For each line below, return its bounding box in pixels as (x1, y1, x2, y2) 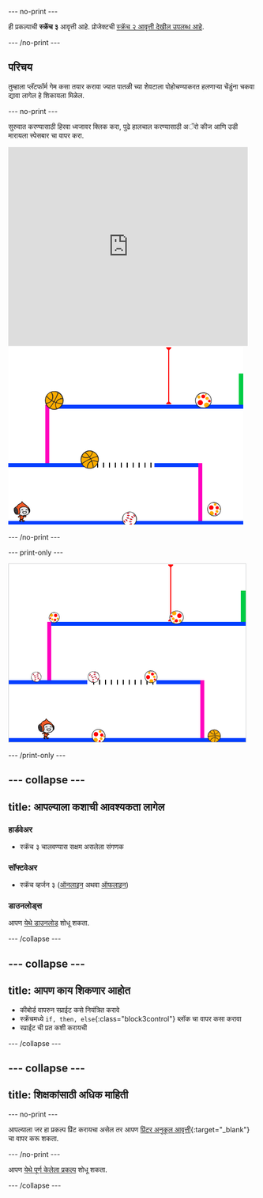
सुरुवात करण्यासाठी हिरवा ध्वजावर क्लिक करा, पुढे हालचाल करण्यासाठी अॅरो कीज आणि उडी (8, 122, 239, 131)
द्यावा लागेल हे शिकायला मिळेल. (8, 90, 85, 100)
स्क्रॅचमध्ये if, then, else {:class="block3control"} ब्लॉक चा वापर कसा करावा (19, 1014, 242, 1023)
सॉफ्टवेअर (8, 862, 38, 873)
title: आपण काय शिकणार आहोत (8, 984, 131, 998)
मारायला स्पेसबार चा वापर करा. (8, 131, 85, 140)
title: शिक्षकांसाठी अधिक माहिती (8, 1088, 129, 1102)
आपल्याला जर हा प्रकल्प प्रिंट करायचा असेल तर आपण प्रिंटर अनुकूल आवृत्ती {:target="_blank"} (8, 1124, 250, 1134)
